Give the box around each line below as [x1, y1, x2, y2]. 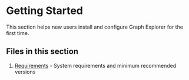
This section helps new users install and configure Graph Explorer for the [6, 23, 184, 30]
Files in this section [6, 47, 78, 57]
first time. [6, 29, 29, 36]
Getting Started [6, 4, 84, 18]
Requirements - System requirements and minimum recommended [14, 62, 177, 69]
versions [14, 68, 36, 75]
